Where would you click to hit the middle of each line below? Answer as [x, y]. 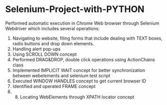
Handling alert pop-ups [37, 49]
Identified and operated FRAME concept [54, 86]
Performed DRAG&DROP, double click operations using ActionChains [84, 59]
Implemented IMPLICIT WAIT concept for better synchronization [79, 70]
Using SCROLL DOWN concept [44, 54]
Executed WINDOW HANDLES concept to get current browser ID [79, 81]
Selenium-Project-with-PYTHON [75, 9]
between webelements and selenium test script [61, 75]
